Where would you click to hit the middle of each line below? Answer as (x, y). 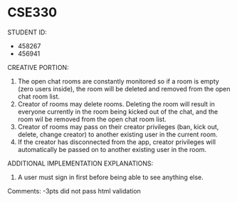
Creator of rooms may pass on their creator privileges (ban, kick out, (118, 126)
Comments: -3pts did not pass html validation (74, 191)
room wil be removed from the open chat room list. (92, 119)
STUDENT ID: (27, 32)
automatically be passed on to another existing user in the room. (112, 149)
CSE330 (32, 12)
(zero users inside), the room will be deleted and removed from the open (124, 89)
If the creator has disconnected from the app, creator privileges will (116, 142)
